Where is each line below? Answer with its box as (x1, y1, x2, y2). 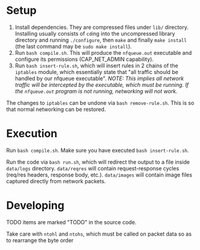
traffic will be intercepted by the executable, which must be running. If (14, 81, 189, 88)
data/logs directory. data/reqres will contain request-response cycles (6, 164, 180, 172)
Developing (6, 199, 65, 213)
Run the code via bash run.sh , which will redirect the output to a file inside (6, 158, 190, 166)
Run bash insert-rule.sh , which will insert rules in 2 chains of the (14, 61, 178, 69)
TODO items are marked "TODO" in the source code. (6, 218, 137, 226)
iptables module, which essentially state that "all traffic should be (14, 68, 178, 75)
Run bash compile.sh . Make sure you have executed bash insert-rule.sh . (6, 146, 189, 154)
